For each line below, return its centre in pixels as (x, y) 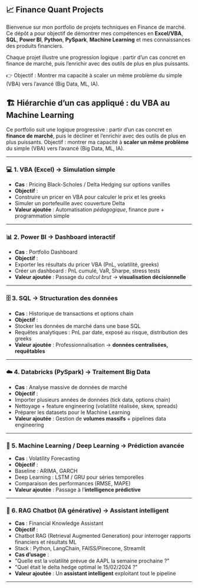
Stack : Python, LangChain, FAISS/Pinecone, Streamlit (80, 548)
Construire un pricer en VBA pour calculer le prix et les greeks (90, 197)
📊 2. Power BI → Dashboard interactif (61, 236)
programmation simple (42, 216)
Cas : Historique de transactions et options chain (74, 313)
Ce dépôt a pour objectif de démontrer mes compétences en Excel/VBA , (95, 33)
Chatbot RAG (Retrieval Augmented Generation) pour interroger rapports (103, 536)
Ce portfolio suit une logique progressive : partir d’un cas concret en (89, 129)
